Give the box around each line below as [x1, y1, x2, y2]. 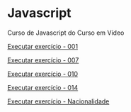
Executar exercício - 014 [7, 83, 79, 91]
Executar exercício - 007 [7, 55, 79, 65]
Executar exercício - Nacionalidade [7, 97, 110, 106]
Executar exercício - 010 [7, 69, 79, 78]
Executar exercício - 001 [7, 42, 79, 50]
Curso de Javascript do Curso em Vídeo [7, 28, 125, 37]
